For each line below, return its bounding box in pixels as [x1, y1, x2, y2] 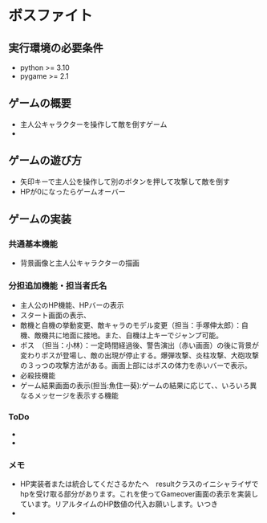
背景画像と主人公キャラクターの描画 [19, 258, 140, 268]
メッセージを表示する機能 [34, 390, 119, 400]
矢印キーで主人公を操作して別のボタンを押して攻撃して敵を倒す [19, 177, 230, 186]
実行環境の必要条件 [8, 41, 103, 55]
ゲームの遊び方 [8, 153, 83, 168]
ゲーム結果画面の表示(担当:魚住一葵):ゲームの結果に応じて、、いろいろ [19, 380, 250, 390]
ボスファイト [8, 6, 94, 25]
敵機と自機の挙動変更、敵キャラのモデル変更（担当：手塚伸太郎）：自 [19, 320, 249, 329]
